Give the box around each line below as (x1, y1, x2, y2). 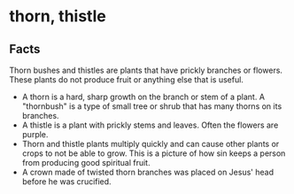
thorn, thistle (9, 6, 106, 27)
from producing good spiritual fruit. (21, 158, 151, 167)
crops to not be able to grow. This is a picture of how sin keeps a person (21, 148, 286, 159)
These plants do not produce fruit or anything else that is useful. (9, 74, 244, 85)
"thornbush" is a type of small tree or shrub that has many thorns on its (21, 101, 282, 112)
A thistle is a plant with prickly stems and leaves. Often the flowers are (21, 120, 279, 130)
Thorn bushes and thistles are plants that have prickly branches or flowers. (9, 65, 283, 75)
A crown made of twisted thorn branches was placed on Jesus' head (21, 167, 275, 177)
